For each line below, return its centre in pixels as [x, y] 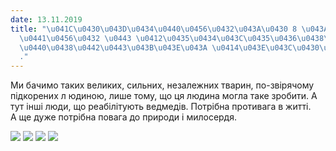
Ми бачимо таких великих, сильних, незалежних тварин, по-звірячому [162, 85]
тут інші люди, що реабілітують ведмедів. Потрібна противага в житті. [161, 107]
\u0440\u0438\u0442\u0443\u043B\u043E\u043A [113, 47]
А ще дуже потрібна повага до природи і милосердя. [123, 117]
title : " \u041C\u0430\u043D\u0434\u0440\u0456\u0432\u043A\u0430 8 [154, 29]
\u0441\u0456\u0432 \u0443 [75, 38]
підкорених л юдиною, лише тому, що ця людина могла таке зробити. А [164, 96]
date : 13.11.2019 [46, 19]
